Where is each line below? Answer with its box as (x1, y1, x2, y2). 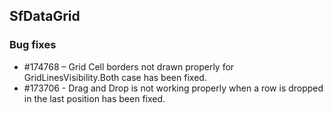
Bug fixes (9, 38, 57, 52)
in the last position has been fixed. (23, 92, 166, 104)
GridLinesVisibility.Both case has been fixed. (23, 71, 207, 83)
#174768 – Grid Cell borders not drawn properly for (23, 60, 235, 73)
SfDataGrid (9, 8, 81, 25)
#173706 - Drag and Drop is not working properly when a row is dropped (23, 82, 324, 94)
